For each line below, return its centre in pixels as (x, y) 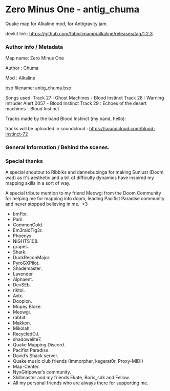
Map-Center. (26, 367)
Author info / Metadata (34, 47)
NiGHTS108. (26, 241)
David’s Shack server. (36, 356)
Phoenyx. (23, 236)
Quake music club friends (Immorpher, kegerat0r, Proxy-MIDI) (78, 361)
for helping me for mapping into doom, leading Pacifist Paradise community (85, 199)
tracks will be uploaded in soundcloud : (47, 129)
